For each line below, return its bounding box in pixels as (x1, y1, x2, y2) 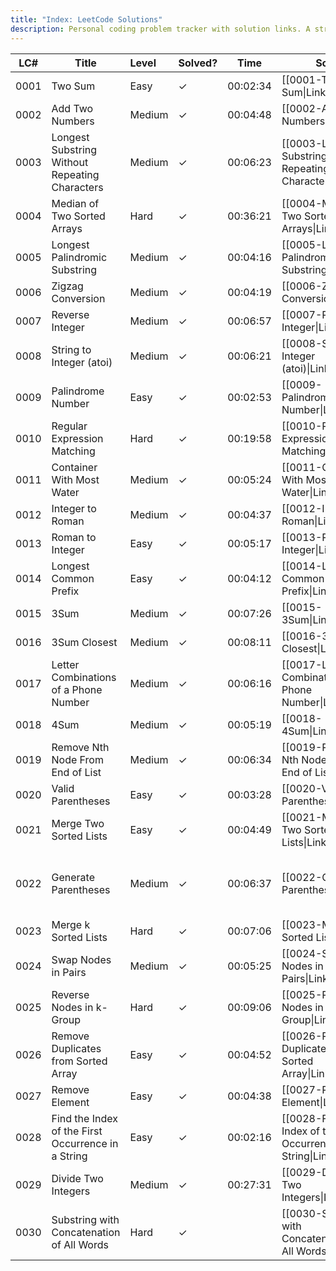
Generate (51, 870, 95, 884)
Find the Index (51, 1111, 118, 1125)
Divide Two (51, 1171, 104, 1185)
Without (51, 155, 89, 169)
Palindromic (51, 250, 108, 264)
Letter (51, 657, 80, 671)
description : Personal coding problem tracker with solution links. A (10, 24, 311, 34)
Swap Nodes (51, 952, 112, 966)
